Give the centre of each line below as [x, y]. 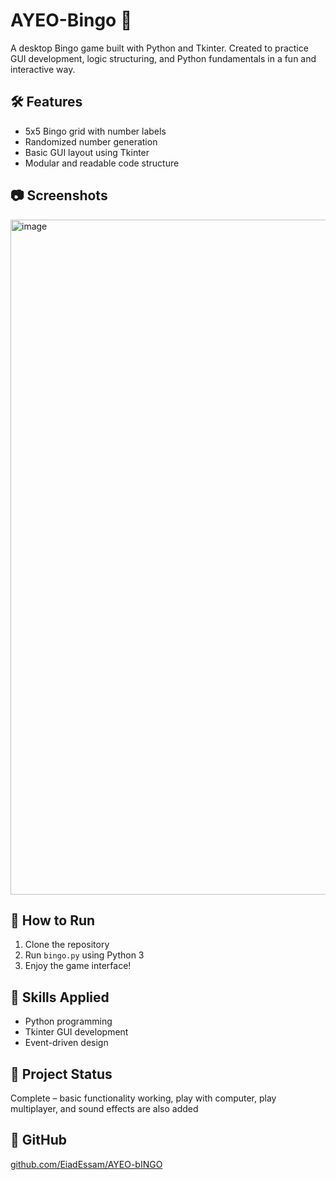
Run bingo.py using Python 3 [84, 955]
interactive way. [43, 69]
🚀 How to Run [53, 920]
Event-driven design [66, 1043]
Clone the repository [67, 945]
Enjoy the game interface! [78, 966]
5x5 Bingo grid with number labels [95, 131]
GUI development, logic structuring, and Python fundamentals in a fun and [163, 58]
